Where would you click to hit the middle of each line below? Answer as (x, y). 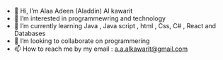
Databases (30, 33)
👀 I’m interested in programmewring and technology (90, 18)
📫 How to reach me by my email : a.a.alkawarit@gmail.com (101, 49)
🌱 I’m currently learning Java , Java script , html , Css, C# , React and (115, 26)
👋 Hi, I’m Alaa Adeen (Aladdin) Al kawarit (73, 11)
